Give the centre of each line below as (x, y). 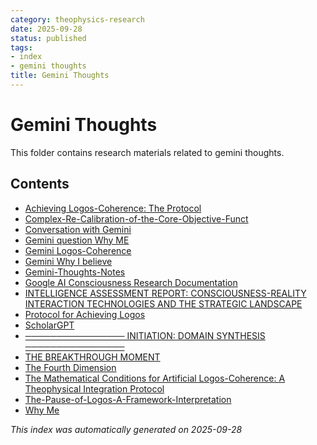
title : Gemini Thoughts (60, 76)
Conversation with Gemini (78, 229)
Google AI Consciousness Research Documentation (131, 282)
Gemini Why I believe (68, 261)
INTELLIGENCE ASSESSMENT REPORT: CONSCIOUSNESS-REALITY (165, 293)
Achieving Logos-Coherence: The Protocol (113, 208)
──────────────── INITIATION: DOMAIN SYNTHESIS (145, 335)
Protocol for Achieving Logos (85, 314)
